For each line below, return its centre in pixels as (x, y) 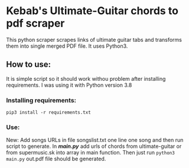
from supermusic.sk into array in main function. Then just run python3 (91, 153)
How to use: (29, 65)
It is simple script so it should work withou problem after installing (86, 78)
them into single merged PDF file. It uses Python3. (67, 46)
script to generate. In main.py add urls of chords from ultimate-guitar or (94, 146)
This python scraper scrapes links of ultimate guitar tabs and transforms (94, 39)
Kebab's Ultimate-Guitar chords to (92, 11)
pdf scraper (35, 23)
